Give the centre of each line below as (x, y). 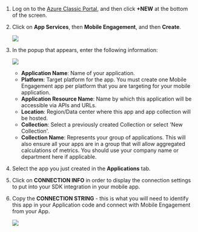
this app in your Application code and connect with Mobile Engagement (101, 205)
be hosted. (35, 118)
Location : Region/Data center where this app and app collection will (106, 112)
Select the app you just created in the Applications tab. (81, 168)
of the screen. (29, 15)
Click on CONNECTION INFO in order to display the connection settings (101, 180)
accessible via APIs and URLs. (59, 105)
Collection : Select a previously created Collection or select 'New (102, 124)
